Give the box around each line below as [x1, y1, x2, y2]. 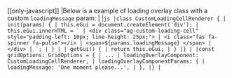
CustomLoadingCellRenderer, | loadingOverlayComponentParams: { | [7, 58, 205, 65]
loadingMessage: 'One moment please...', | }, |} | [7, 64, 161, 71]
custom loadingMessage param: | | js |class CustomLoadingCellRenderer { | [7, 14, 226, 22]
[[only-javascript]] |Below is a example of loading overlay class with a [7, 7, 208, 15]
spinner [7, 40, 30, 47]
